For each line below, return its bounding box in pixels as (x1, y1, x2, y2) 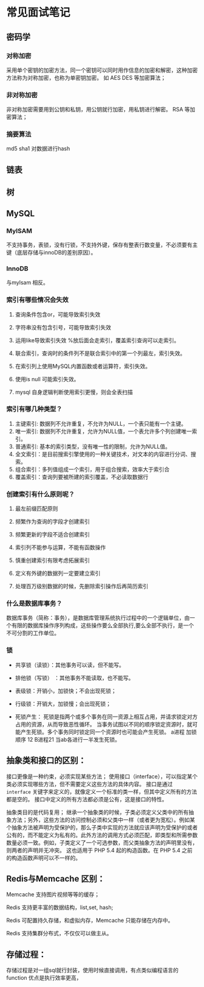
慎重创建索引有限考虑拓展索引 (15, 557, 90, 564)
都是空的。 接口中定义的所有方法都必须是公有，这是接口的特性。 (6, 795, 168, 803)
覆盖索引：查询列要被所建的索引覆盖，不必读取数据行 (15, 473, 149, 480)
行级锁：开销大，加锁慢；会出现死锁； (15, 700, 111, 707)
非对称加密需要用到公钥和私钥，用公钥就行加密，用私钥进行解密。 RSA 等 (6, 106, 190, 113)
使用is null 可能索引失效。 (15, 375, 80, 382)
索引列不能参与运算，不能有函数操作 (15, 544, 106, 551)
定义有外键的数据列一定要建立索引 (15, 570, 101, 577)
